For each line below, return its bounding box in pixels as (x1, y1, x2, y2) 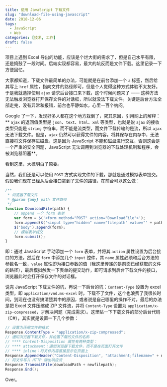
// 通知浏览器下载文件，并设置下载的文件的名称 (5, 335, 90, 340)
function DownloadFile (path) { (5, 206, 70, 211)
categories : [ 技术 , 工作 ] (5, 35, 56, 40)
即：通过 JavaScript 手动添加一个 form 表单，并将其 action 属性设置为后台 (5, 248, 157, 255)
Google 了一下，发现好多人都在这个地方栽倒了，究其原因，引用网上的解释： (5, 113, 161, 119)
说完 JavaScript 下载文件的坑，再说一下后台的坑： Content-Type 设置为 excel (5, 284, 161, 290)
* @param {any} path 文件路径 (7, 197, 67, 202)
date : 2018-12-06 (5, 16, 41, 21)
